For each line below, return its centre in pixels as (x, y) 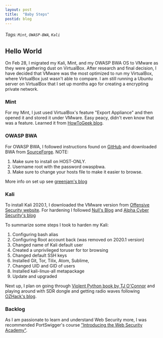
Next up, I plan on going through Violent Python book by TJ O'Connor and (80, 286)
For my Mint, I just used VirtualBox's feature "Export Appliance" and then (79, 113)
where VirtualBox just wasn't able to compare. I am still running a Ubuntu (79, 79)
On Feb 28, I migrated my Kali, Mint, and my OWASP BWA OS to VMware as (82, 63)
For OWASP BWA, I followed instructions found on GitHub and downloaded (81, 146)
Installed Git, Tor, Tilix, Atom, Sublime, (51, 260)
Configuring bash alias (35, 234)
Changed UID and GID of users (44, 266)
